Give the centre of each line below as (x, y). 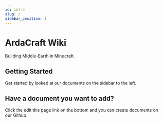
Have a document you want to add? (60, 98)
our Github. (16, 115)
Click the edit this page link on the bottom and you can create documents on (82, 110)
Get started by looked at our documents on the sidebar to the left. (71, 83)
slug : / (13, 14)
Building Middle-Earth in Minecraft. (40, 56)
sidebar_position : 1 (26, 18)
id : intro (15, 9)
